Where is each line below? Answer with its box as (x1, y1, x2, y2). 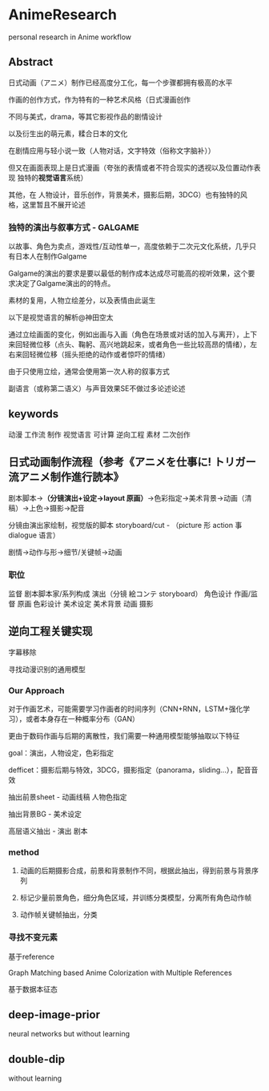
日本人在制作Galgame (14, 252, 87, 261)
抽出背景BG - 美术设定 (8, 809, 82, 819)
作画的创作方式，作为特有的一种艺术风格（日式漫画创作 (8, 95, 191, 104)
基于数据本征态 (8, 984, 58, 994)
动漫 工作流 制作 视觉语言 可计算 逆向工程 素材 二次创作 (8, 429, 191, 439)
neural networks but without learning (8, 1029, 130, 1039)
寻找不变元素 (8, 932, 58, 943)
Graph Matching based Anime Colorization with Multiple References (8, 968, 232, 977)
